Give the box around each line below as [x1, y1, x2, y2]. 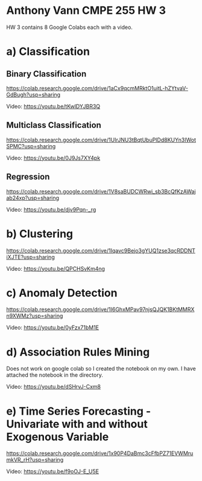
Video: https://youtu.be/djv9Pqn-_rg [6, 206, 96, 213]
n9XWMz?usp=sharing [6, 312, 63, 319]
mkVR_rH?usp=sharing [6, 456, 64, 464]
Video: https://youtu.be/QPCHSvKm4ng [6, 265, 106, 272]
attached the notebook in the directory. [6, 371, 104, 379]
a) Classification [6, 45, 90, 58]
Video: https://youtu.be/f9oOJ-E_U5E [6, 468, 99, 475]
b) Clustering [6, 227, 74, 241]
